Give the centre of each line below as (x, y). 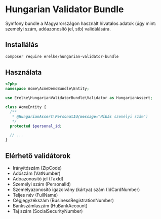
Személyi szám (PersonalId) (42, 184)
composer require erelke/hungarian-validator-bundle (62, 56)
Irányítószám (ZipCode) (37, 168)
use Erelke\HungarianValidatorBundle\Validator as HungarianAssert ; (79, 98)
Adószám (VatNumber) (36, 173)
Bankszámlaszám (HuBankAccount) (50, 206)
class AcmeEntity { (26, 107)
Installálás (22, 45)
